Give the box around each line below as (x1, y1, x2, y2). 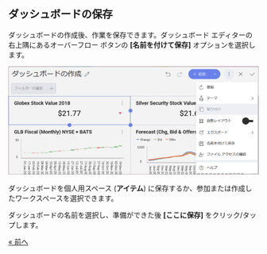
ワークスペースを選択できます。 (14, 194, 118, 203)
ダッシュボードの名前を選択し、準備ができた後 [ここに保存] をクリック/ (8, 210, 243, 220)
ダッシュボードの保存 (8, 7, 113, 21)
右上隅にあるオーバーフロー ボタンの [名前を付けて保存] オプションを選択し (8, 40, 256, 49)
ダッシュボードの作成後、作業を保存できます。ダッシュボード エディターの (8, 30, 253, 40)
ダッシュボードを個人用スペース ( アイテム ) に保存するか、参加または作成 (8, 183, 246, 193)
